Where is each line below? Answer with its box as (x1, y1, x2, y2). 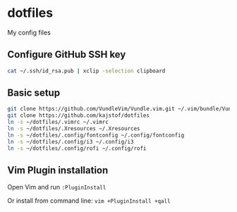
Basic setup (7, 87, 61, 99)
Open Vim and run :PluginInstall (7, 183, 107, 192)
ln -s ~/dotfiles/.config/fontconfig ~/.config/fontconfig (7, 132, 185, 139)
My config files (7, 28, 51, 37)
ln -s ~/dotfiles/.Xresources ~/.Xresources (7, 125, 140, 132)
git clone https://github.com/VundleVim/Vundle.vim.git (7, 106, 175, 113)
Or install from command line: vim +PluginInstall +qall (7, 197, 171, 205)
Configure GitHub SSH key (7, 49, 126, 61)
